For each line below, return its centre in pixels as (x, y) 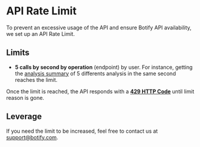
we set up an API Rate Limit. (41, 33)
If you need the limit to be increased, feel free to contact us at (82, 131)
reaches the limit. (36, 79)
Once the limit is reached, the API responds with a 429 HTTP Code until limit (100, 91)
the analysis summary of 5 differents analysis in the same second (95, 73)
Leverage (24, 117)
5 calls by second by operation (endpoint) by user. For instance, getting (104, 67)
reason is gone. (25, 97)
